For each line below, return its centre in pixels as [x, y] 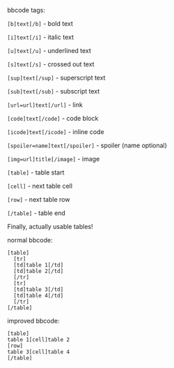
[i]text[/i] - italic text [41, 37]
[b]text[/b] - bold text [40, 23]
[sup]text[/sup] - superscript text [56, 78]
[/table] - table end [37, 213]
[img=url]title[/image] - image [54, 159]
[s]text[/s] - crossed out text [51, 64]
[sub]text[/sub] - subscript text [54, 91]
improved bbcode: [33, 321]
